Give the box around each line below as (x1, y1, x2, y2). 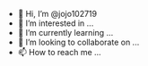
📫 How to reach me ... (17, 47, 101, 57)
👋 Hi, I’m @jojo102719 (17, 9, 97, 19)
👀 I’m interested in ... (17, 18, 94, 29)
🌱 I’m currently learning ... (17, 28, 114, 37)
